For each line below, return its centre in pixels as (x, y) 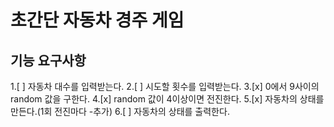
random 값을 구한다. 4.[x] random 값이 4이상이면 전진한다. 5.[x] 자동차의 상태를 (167, 99)
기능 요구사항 (48, 60)
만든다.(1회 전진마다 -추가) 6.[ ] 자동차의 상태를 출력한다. (120, 111)
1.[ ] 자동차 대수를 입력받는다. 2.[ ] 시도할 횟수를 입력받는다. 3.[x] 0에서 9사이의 (165, 86)
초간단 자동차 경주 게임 (97, 20)
